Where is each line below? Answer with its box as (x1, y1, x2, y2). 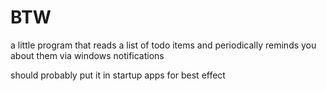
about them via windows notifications (10, 49, 165, 61)
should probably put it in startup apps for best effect (10, 69, 226, 81)
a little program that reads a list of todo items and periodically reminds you (10, 39, 317, 51)
